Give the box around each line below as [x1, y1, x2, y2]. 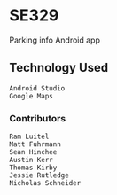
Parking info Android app [9, 35, 100, 45]
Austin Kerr [9, 156, 53, 165]
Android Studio [9, 83, 66, 93]
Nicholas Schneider [9, 179, 82, 188]
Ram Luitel [9, 132, 50, 142]
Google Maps [9, 91, 53, 100]
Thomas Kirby [9, 163, 58, 173]
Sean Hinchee [9, 148, 58, 157]
